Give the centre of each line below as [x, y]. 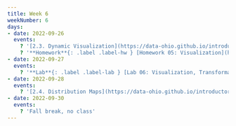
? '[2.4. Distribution [53, 92]
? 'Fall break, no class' [58, 111]
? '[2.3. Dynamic [45, 46]
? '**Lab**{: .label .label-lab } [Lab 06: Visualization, [108, 72]
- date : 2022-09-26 [36, 33]
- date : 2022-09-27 [36, 59]
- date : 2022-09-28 [36, 79]
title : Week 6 [28, 14]
